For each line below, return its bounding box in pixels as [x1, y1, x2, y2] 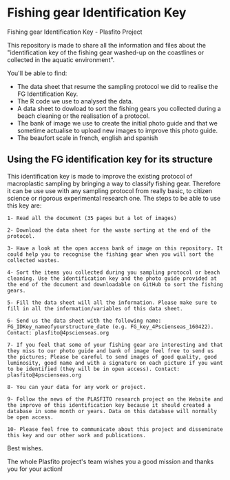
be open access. [7, 414, 54, 421]
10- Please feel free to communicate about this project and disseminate [7, 426, 224, 432]
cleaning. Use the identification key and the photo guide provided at [7, 274, 217, 282]
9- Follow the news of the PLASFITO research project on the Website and [7, 395, 224, 403]
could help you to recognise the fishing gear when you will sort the [7, 250, 214, 258]
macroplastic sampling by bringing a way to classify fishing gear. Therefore [7, 179, 221, 188]
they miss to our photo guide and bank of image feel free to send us [7, 347, 214, 354]
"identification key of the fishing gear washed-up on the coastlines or [7, 48, 205, 57]
